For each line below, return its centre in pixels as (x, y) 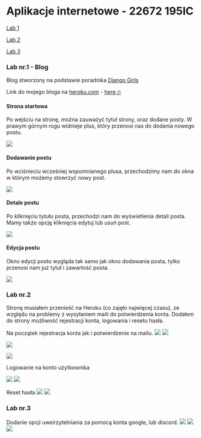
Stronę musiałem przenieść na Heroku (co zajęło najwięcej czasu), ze (93, 308)
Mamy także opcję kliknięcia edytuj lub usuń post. (69, 223)
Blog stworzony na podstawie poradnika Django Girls (73, 80)
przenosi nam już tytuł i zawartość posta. (58, 268)
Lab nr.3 (19, 408)
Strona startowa (27, 106)
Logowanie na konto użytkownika (48, 368)
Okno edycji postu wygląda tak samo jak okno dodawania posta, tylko (93, 261)
